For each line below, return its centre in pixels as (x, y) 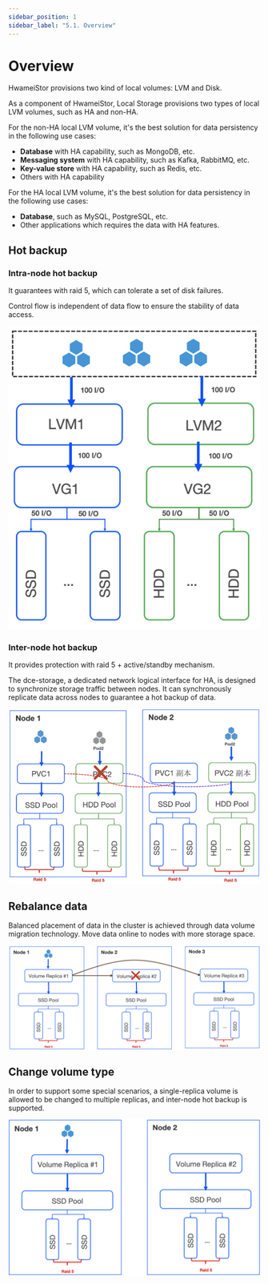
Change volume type (61, 1072)
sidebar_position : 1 (43, 17)
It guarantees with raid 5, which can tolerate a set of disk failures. (116, 291)
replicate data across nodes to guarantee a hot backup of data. (112, 697)
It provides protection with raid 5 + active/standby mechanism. (112, 665)
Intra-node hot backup (53, 273)
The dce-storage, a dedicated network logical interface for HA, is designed (132, 680)
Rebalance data (48, 906)
